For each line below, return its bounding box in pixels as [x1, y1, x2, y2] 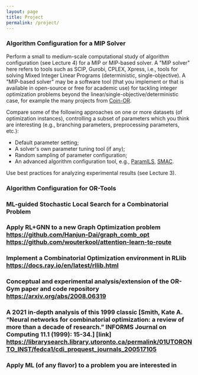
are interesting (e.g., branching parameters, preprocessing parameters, [6, 121, 180, 128]
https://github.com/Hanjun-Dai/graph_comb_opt [6, 231, 150, 239]
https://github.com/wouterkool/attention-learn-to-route [6, 238, 172, 246]
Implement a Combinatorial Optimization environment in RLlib [6, 254, 187, 262]
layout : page [6, 8, 38, 15]
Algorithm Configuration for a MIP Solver [6, 39, 126, 47]
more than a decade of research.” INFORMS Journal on [6, 323, 167, 331]
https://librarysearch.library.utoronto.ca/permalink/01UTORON [6, 338, 192, 346]
